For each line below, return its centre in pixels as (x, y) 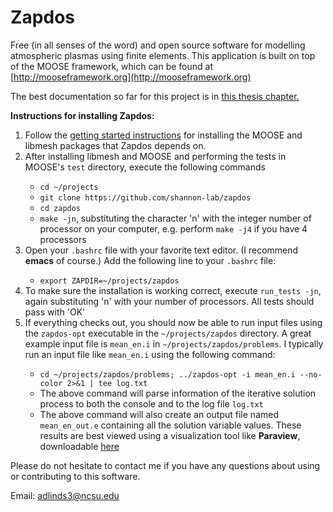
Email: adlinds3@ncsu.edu (65, 495)
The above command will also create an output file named (159, 414)
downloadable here (79, 446)
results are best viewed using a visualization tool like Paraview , (170, 435)
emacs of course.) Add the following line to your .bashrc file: (150, 260)
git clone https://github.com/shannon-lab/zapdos (145, 197)
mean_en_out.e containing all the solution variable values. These (170, 425)
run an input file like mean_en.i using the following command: (150, 354)
